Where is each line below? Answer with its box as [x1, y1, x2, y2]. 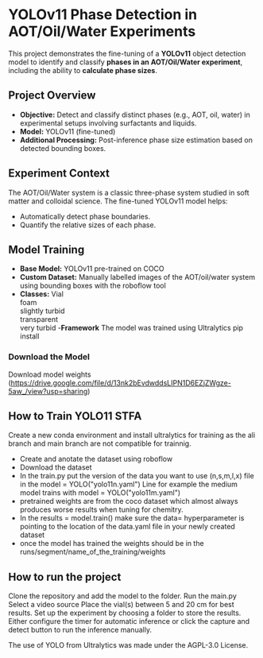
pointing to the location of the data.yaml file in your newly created [19, 522, 236, 532]
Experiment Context [8, 167, 110, 180]
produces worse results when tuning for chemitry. [19, 505, 184, 514]
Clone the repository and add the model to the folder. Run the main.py [8, 591, 237, 601]
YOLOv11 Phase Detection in [8, 6, 197, 24]
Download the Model [8, 351, 90, 362]
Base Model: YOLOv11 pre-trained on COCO [19, 264, 164, 273]
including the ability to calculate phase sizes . [8, 65, 157, 75]
